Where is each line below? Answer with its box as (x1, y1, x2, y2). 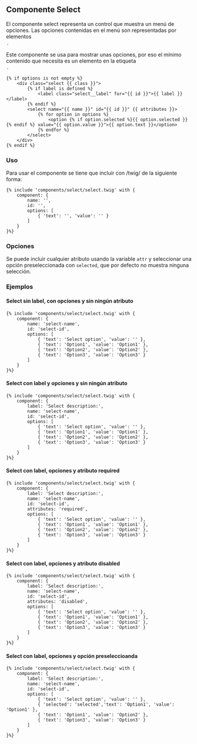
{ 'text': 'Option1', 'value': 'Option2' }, (37, 712, 149, 718)
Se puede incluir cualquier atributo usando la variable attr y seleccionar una (6, 255, 192, 263)
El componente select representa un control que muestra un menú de (6, 20, 175, 27)
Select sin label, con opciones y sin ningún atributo (6, 297, 133, 304)
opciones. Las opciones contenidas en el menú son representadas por (6, 27, 176, 34)
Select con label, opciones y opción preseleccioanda (6, 652, 138, 660)
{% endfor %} (37, 127, 69, 133)
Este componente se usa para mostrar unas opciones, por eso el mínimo (6, 51, 182, 58)
